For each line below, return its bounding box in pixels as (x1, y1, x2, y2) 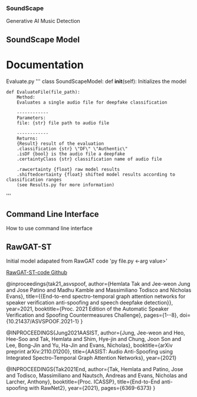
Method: (17, 94, 35, 100)
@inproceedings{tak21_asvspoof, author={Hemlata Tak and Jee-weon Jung (6, 280, 191, 287)
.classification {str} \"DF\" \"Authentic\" (17, 145, 128, 151)
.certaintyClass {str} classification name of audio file (17, 156, 162, 162)
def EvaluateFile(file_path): (6, 89, 81, 95)
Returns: (17, 135, 38, 141)
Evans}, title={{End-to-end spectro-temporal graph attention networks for (6, 293, 186, 300)
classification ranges (6, 177, 62, 183)
